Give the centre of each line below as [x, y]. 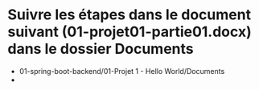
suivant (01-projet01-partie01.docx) [129, 32]
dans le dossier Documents [101, 49]
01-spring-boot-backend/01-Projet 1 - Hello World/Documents [122, 71]
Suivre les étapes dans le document [129, 15]
